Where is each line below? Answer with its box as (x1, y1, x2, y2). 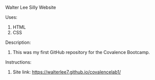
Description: (5, 39, 31, 45)
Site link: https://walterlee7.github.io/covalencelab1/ (12, 69, 121, 75)
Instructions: (5, 59, 32, 65)
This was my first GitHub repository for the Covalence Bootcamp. (12, 49, 150, 55)
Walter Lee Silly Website (5, 5, 56, 10)
